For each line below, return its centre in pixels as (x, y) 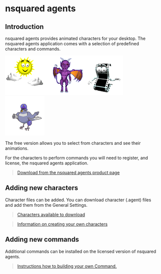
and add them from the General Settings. (46, 205)
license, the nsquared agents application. (47, 163)
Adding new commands (42, 239)
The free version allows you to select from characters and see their (73, 143)
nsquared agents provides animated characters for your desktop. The (75, 38)
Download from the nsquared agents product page (68, 173)
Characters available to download (51, 215)
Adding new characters (42, 188)
